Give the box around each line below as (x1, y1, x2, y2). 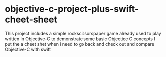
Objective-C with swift (5, 46, 51, 52)
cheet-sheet (5, 14, 57, 25)
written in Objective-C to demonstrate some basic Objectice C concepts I (5, 36, 155, 42)
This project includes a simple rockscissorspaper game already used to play (5, 30, 161, 36)
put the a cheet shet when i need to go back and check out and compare (5, 41, 154, 47)
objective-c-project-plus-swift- (5, 3, 139, 15)
